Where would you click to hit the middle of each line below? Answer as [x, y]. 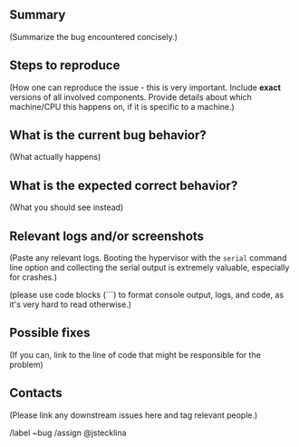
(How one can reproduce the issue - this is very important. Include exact [145, 87]
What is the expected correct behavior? [124, 185]
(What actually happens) [55, 157]
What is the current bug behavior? [108, 135]
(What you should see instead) [67, 207]
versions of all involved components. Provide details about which [130, 97]
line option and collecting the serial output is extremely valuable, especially [149, 268]
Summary [38, 15]
